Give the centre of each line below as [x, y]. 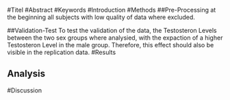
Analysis [26, 74]
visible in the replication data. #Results [62, 52]
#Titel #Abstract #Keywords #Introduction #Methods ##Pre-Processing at [112, 10]
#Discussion [25, 90]
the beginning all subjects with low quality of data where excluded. [101, 17]
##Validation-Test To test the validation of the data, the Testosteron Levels [112, 30]
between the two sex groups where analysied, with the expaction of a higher [115, 38]
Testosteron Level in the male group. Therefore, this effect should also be [111, 45]
